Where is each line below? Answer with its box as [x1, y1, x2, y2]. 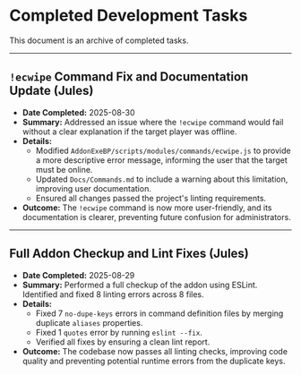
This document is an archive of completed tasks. [9, 35, 189, 46]
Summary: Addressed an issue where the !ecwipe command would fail [21, 116, 284, 127]
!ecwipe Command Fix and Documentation [9, 69, 249, 85]
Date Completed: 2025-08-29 [21, 269, 135, 280]
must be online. [35, 164, 93, 175]
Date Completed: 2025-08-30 [21, 107, 136, 117]
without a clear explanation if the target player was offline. [21, 126, 237, 137]
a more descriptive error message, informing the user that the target [35, 154, 288, 166]
